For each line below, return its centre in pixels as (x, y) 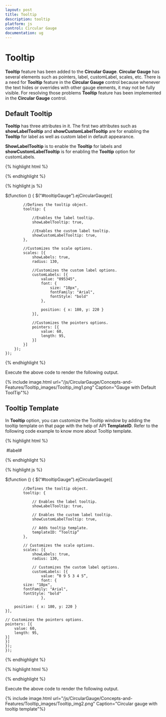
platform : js (19, 24)
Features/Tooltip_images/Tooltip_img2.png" (50, 704)
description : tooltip (28, 19)
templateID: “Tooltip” (55, 532)
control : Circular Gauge (31, 28)
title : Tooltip (21, 14)
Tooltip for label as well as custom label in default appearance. (70, 136)
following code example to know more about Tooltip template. (69, 431)
